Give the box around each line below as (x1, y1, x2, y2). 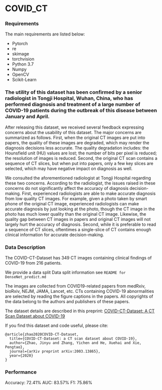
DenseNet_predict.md (5, 275, 47, 280)
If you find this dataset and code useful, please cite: (5, 322, 109, 328)
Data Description (5, 244, 46, 251)
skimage (12, 51, 29, 57)
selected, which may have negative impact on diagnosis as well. (5, 166, 133, 171)
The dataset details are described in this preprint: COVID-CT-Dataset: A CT (5, 308, 155, 314)
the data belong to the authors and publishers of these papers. (5, 299, 130, 305)
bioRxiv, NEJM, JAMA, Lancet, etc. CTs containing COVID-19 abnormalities (5, 288, 154, 294)
